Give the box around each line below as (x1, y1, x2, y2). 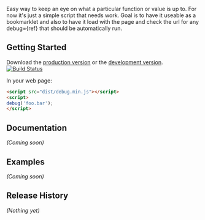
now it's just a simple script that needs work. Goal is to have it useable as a (6, 12, 196, 19)
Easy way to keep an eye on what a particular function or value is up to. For (6, 5, 197, 12)
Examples (6, 156, 45, 167)
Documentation (6, 122, 68, 133)
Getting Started (6, 42, 67, 53)
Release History (6, 191, 69, 201)
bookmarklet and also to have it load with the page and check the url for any (6, 18, 199, 25)
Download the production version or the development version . (6, 58, 163, 66)
